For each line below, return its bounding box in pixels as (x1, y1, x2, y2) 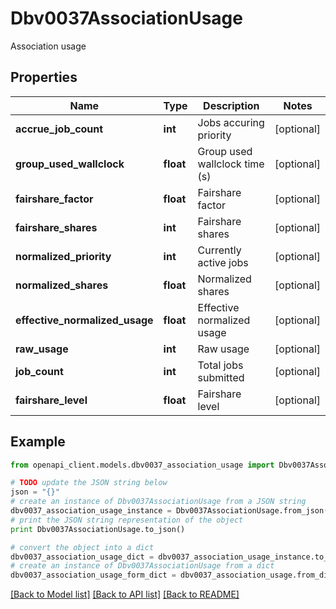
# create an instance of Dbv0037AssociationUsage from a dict (10, 561, 275, 571)
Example (10, 433, 66, 451)
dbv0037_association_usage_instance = (10, 506, 172, 516)
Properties (10, 69, 78, 86)
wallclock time (197, 157, 265, 171)
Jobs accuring (197, 115, 265, 129)
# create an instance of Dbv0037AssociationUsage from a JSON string (10, 497, 307, 507)
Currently (197, 243, 242, 257)
